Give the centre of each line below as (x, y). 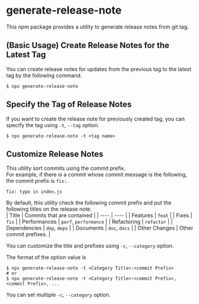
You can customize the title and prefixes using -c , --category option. (90, 246)
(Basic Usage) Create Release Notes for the (88, 45)
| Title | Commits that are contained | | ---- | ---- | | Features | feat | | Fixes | (99, 216)
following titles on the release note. (49, 209)
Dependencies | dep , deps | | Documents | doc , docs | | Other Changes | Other (100, 228)
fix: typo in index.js (34, 192)
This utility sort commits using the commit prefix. (66, 168)
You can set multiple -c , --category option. (59, 295)
